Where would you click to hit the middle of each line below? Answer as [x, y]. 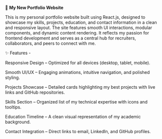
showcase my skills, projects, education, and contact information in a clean [81, 22]
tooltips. [13, 107]
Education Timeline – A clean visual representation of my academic [73, 117]
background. [18, 122]
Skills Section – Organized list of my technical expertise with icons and [76, 102]
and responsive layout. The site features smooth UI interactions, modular [79, 28]
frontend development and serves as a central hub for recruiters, [71, 38]
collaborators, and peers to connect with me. [51, 43]
